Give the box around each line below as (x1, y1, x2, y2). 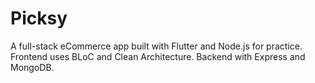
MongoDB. (10, 61, 55, 73)
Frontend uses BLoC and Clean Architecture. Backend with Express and (10, 50, 306, 62)
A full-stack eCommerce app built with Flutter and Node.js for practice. (10, 40, 303, 52)
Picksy (10, 7, 68, 30)
